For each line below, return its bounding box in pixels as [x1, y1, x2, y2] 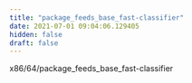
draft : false [9, 38, 59, 48]
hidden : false [9, 30, 63, 39]
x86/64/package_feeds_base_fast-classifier [9, 63, 174, 74]
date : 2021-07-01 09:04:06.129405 [9, 22, 140, 31]
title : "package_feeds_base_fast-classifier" [9, 13, 184, 23]
